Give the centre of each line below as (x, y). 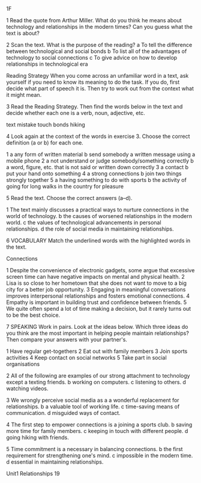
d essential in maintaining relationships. (55, 462)
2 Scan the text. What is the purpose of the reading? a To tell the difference (99, 45)
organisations (23, 364)
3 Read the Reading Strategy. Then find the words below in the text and (94, 107)
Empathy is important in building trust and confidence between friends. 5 (97, 302)
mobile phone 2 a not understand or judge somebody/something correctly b (100, 161)
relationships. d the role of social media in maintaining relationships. (90, 229)
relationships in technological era (47, 64)
